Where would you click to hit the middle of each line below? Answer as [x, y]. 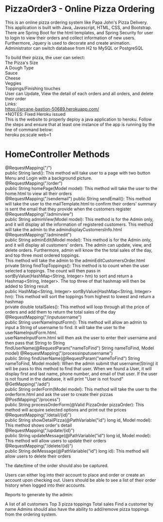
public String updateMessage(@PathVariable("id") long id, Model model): [78, 435]
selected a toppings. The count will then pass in [53, 270]
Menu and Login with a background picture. [49, 178]
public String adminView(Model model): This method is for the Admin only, [79, 219]
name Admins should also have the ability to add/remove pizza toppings [77, 509]
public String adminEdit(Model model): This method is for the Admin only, [78, 240]
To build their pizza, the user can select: [45, 57]
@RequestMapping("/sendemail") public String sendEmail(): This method [78, 198]
